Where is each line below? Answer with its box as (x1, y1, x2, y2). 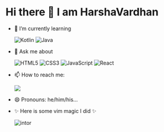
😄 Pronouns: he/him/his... (14, 96, 78, 103)
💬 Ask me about (14, 47, 53, 55)
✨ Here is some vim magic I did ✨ (14, 107, 97, 114)
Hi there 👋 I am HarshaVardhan (5, 5, 159, 19)
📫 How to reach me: (14, 71, 65, 78)
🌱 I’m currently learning (14, 25, 72, 32)
